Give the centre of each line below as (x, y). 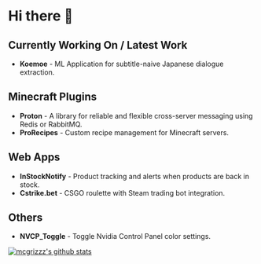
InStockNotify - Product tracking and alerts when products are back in (134, 176)
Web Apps (34, 158)
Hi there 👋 (40, 16)
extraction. (37, 72)
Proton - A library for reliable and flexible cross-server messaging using (136, 115)
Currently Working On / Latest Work (98, 45)
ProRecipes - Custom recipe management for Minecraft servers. (124, 132)
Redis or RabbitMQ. (51, 124)
